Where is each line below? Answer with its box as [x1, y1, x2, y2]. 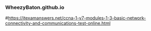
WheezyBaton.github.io [5, 4, 64, 11]
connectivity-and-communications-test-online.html [5, 20, 111, 26]
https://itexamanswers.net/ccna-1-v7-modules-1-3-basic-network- [7, 15, 146, 21]
